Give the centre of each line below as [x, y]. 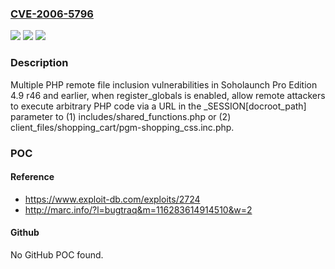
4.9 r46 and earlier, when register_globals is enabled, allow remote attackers [168, 95]
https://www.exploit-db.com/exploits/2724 [112, 199]
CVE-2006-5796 [52, 14]
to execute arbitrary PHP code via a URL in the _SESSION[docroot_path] [158, 106]
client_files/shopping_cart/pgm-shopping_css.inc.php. [122, 127]
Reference [32, 177]
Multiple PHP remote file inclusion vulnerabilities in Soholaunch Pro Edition [164, 84]
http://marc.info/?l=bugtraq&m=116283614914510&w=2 [138, 209]
